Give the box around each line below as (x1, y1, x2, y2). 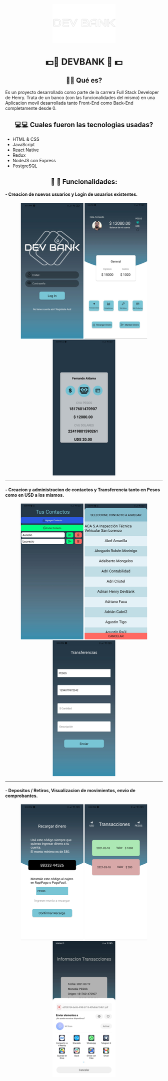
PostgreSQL (12, 163, 37, 169)
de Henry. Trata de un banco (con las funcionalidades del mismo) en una (5, 95, 155, 101)
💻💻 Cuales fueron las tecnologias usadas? (14, 120, 153, 129)
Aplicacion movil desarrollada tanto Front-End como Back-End (5, 100, 133, 106)
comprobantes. (5, 793, 38, 799)
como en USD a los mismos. (5, 492, 64, 498)
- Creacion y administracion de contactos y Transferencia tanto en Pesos (5, 487, 160, 493)
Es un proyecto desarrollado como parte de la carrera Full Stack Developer (5, 89, 159, 96)
